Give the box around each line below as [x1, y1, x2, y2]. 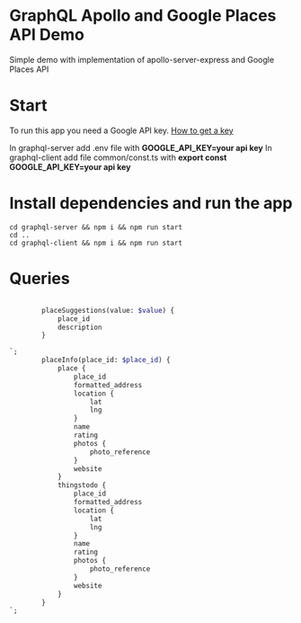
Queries [9, 269, 70, 289]
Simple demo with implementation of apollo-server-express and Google [9, 54, 275, 65]
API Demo [9, 24, 85, 45]
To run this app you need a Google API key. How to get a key [9, 125, 234, 136]
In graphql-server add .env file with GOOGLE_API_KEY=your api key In [9, 142, 272, 153]
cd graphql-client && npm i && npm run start [9, 238, 182, 247]
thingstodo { [57, 481, 106, 490]
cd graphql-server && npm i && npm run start [9, 222, 182, 232]
